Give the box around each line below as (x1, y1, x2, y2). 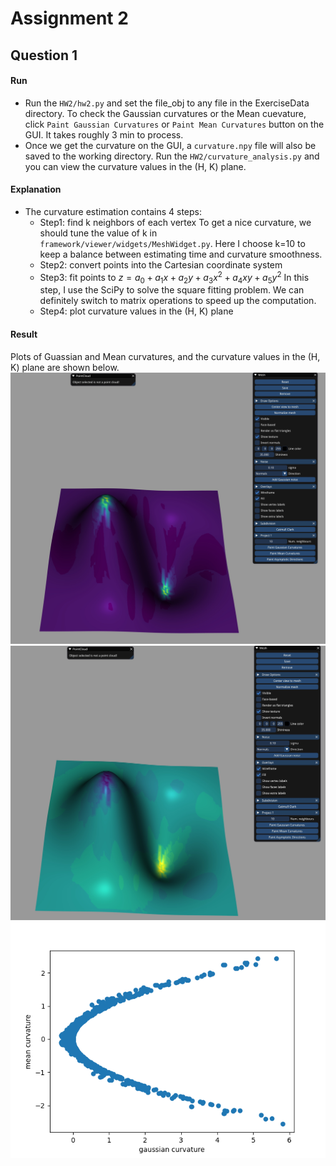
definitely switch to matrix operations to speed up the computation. (39, 295, 317, 307)
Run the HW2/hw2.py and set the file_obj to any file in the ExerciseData (24, 97, 310, 109)
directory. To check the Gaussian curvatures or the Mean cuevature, (24, 107, 307, 119)
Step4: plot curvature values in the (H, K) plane (39, 305, 234, 317)
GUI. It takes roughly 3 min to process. (24, 128, 184, 141)
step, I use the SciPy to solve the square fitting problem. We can (39, 284, 305, 296)
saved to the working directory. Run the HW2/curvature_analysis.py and (24, 150, 320, 162)
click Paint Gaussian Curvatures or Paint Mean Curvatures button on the (24, 118, 325, 130)
